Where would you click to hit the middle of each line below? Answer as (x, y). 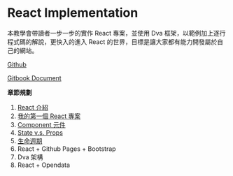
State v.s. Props (40, 132)
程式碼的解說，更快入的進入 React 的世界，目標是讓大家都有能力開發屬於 (112, 42)
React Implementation (73, 13)
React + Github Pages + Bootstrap (67, 149)
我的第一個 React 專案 (49, 116)
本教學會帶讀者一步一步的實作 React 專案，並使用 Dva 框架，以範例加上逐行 (116, 33)
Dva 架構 (30, 157)
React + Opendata (44, 165)
